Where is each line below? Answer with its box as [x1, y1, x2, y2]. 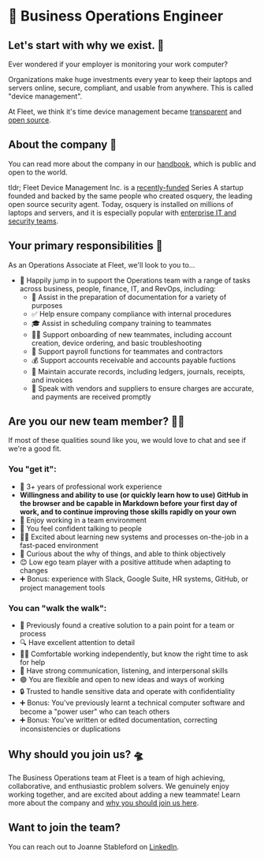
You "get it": [8, 463, 57, 475]
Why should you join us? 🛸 [8, 748, 144, 761]
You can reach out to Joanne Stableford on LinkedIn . [8, 842, 180, 851]
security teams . [8, 216, 59, 226]
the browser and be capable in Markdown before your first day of [19, 498, 238, 508]
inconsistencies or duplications [19, 724, 121, 733]
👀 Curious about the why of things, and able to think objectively [19, 549, 226, 558]
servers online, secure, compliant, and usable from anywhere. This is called [8, 83, 254, 92]
